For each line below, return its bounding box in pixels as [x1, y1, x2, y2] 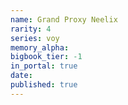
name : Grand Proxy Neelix [10, 14, 118, 25]
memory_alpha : [10, 42, 70, 53]
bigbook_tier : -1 [10, 52, 83, 62]
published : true [10, 80, 78, 90]
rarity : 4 [10, 24, 52, 34]
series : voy [10, 33, 60, 43]
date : [10, 71, 33, 81]
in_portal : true [10, 61, 78, 71]
